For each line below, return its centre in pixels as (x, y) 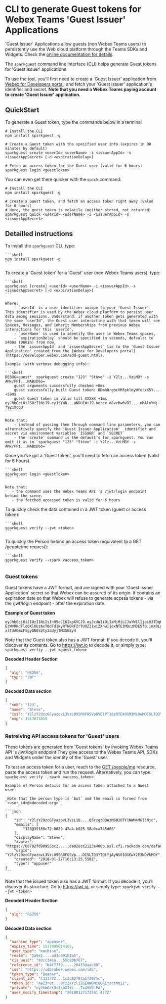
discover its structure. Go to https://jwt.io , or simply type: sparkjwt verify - (83, 886)
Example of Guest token (30, 613)
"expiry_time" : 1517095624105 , (42, 947)
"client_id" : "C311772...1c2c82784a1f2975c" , (57, 979)
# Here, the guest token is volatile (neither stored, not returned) (78, 210)
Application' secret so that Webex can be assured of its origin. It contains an (83, 593)
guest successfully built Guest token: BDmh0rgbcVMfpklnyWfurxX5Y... (87, 390)
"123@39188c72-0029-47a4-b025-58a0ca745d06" (69, 829)
